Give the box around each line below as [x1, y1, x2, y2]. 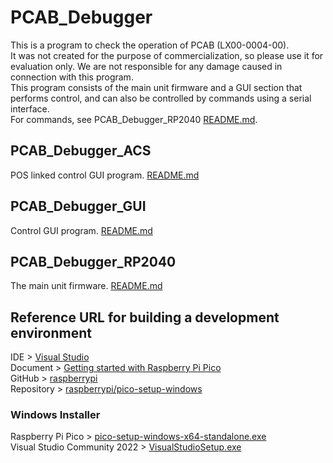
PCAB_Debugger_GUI [10, 198, 147, 215]
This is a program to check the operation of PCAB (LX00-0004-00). [10, 39, 290, 51]
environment [10, 324, 92, 341]
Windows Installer [10, 408, 101, 422]
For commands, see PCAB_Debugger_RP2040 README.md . [10, 113, 258, 125]
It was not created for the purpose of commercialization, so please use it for [10, 49, 324, 61]
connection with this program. [10, 71, 134, 83]
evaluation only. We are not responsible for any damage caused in [10, 60, 283, 72]
